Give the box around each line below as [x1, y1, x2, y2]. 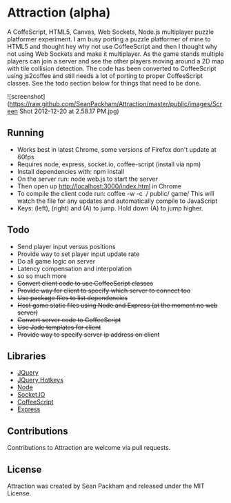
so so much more [17, 271, 67, 280]
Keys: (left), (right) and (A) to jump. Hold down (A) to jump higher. [17, 204, 203, 212]
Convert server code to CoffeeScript [17, 315, 121, 324]
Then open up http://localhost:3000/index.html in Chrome [17, 181, 181, 190]
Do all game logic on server [17, 257, 95, 265]
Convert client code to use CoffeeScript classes [17, 279, 154, 287]
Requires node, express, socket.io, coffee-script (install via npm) [17, 160, 201, 168]
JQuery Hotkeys [17, 376, 64, 384]
